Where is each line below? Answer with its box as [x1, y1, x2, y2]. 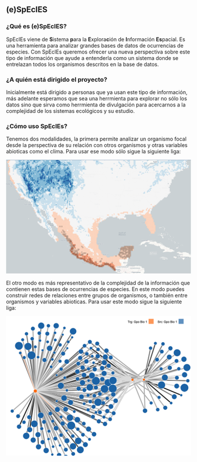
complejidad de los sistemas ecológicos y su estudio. [6, 107, 135, 114]
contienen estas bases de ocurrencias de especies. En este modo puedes [6, 286, 185, 293]
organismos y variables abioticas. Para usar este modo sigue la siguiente [6, 298, 182, 305]
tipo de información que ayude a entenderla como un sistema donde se [6, 54, 179, 61]
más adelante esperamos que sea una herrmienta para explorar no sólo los [6, 95, 188, 102]
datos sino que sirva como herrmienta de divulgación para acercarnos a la [6, 101, 186, 108]
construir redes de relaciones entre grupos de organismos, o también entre [6, 292, 188, 299]
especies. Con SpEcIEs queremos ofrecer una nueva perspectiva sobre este [6, 48, 191, 55]
